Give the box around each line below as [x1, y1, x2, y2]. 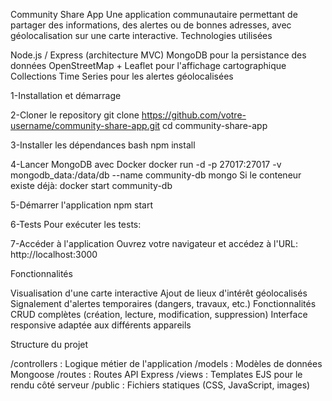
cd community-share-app [162, 120, 268, 131]
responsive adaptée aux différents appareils [10, 319, 192, 331]
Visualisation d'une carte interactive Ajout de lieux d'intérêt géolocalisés [10, 287, 308, 299]
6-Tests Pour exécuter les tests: [10, 219, 142, 230]
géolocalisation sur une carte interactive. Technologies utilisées [10, 30, 273, 41]
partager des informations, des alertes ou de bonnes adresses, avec [10, 19, 292, 31]
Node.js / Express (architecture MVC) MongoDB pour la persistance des [10, 49, 307, 61]
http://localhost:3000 [10, 249, 98, 260]
